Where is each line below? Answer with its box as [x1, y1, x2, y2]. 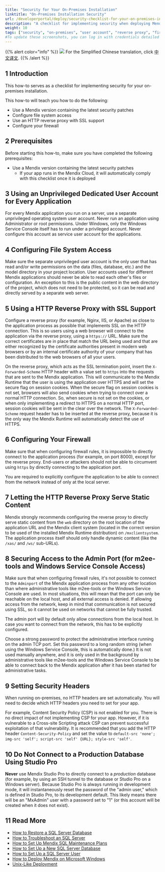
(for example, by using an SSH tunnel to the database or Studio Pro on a [5, 776, 151, 782]
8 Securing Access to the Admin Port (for [5, 554, 134, 563]
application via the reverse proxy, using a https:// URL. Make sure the [5, 333, 148, 339]
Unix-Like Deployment [12, 861, 57, 867]
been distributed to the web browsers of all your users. [5, 354, 116, 360]
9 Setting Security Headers [5, 682, 90, 690]
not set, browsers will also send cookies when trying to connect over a [5, 390, 148, 396]
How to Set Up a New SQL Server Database [12, 845, 101, 851]
